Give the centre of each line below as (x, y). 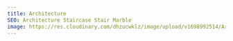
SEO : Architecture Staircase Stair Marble (69, 20)
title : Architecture (37, 14)
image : (17, 26)
